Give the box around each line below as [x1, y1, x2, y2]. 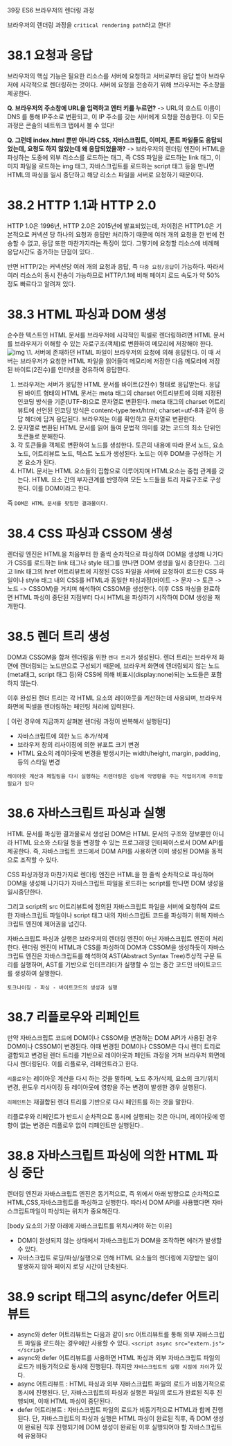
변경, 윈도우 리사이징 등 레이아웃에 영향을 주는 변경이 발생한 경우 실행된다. [7, 1083, 206, 1091]
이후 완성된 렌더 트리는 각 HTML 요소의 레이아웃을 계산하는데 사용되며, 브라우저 [7, 694, 222, 702]
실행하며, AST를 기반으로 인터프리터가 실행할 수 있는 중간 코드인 [19, 960, 193, 969]
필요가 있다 [7, 780, 35, 787]
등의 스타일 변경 [17, 757, 60, 766]
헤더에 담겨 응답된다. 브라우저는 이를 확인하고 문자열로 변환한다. [24, 414, 197, 423]
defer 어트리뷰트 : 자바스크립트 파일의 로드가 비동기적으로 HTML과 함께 [17, 1406, 211, 1414]
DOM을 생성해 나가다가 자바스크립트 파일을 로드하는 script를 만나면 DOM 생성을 [7, 879, 224, 887]
